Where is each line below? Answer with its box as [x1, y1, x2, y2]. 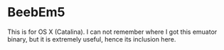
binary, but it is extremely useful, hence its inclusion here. [7, 35, 176, 43]
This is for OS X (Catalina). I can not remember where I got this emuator [7, 27, 218, 36]
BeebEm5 [7, 4, 65, 20]
